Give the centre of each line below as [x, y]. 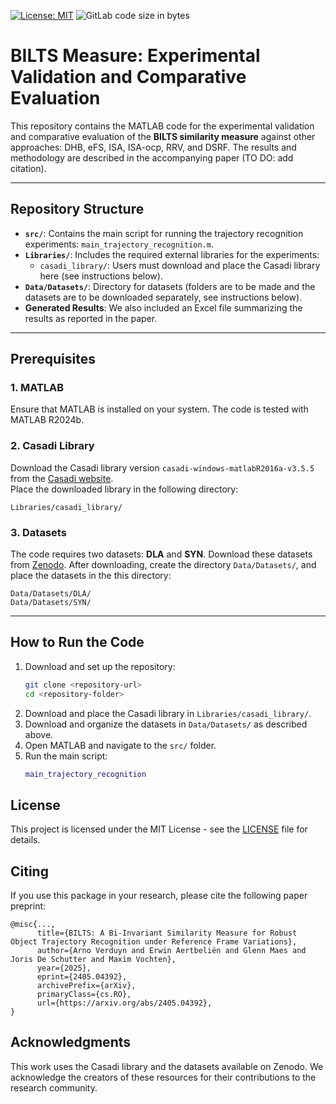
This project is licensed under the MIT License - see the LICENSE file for [159, 829]
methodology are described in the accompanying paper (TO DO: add [152, 157]
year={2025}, [64, 968]
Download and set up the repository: [100, 666]
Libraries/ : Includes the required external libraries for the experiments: [172, 254]
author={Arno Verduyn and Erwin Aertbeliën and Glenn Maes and [171, 951]
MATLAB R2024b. [47, 420]
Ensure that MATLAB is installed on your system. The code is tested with [159, 409]
